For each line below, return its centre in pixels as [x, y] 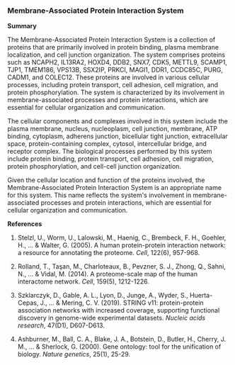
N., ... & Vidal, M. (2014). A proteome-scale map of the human [108, 274]
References [25, 224]
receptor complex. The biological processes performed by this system [110, 152]
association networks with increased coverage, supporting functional [119, 310]
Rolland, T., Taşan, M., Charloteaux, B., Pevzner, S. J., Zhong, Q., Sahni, [122, 266]
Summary [22, 26]
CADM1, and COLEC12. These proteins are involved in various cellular [109, 77]
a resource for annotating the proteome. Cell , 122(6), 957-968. [109, 253]
